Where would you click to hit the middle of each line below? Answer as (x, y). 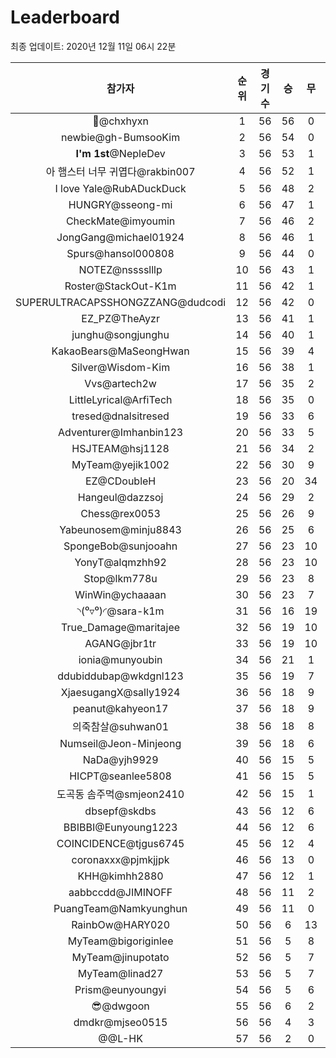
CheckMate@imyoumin (120, 221)
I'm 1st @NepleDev (120, 153)
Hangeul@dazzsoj (120, 497)
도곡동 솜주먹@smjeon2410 (120, 794)
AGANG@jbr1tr (120, 643)
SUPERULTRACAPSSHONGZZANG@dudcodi (121, 302)
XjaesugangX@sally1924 (120, 692)
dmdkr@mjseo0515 (120, 1022)
